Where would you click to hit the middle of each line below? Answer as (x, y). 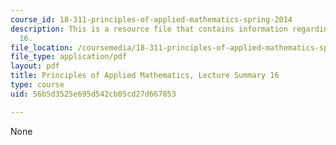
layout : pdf (35, 66)
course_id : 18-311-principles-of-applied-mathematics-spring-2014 (151, 19)
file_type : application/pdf (69, 57)
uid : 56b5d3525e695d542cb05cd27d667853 (93, 94)
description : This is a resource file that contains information (149, 29)
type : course (37, 85)
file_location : (42, 47)
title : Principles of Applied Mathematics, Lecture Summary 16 (145, 76)
